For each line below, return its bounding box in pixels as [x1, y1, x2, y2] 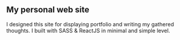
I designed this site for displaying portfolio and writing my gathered [6, 20, 175, 27]
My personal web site [6, 5, 89, 15]
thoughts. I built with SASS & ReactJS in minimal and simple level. [6, 27, 170, 34]
